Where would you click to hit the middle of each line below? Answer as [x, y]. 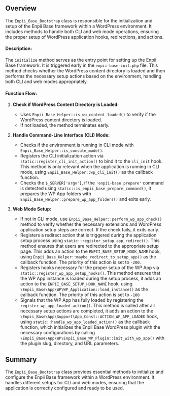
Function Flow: [21, 93]
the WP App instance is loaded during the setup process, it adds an [91, 279]
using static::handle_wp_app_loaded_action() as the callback [85, 322]
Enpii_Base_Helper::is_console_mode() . [62, 150]
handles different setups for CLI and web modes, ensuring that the [75, 383]
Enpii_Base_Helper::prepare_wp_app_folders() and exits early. [86, 199]
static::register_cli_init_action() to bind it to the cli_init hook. [92, 161]
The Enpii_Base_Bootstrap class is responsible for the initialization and [79, 20]
